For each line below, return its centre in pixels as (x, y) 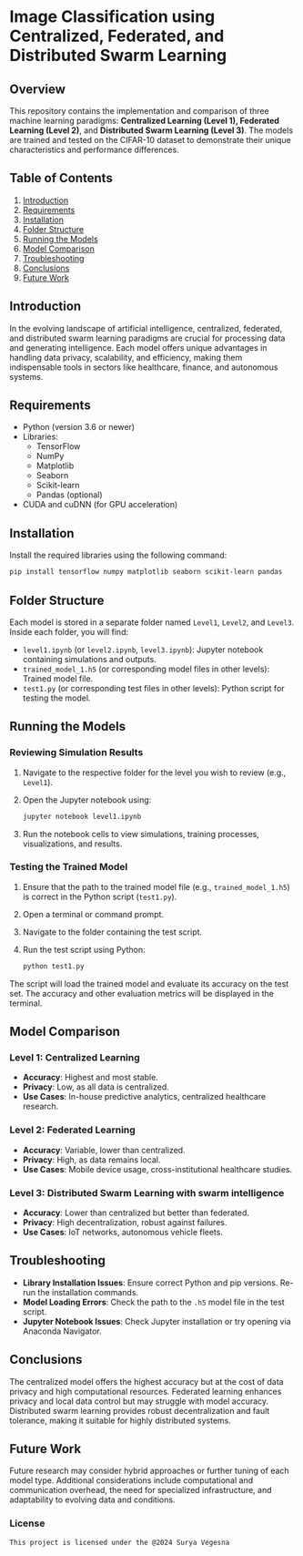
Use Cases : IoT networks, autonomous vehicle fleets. (122, 1232)
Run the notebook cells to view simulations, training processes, (141, 834)
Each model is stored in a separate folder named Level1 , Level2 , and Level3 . (152, 622)
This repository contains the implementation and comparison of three (140, 111)
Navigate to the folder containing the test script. (112, 932)
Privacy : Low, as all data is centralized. (96, 1087)
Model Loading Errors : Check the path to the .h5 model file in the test (153, 1302)
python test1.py (53, 966)
